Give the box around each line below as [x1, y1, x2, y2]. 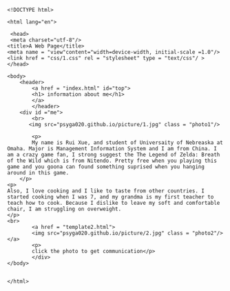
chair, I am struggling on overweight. [7, 205, 122, 212]
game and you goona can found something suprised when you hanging [7, 163, 205, 170]
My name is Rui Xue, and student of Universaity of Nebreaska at [32, 139, 224, 146]
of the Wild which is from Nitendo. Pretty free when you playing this [7, 157, 217, 164]
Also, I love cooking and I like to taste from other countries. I [7, 188, 205, 194]
